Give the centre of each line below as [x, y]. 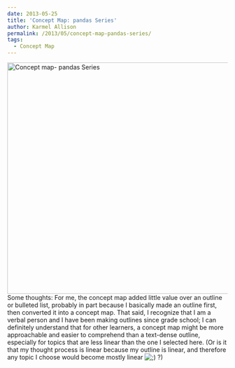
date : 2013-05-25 [33, 14]
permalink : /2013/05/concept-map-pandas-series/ [79, 33]
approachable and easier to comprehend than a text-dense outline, [104, 335]
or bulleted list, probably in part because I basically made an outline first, [112, 305]
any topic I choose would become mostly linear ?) [85, 357]
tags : [15, 40]
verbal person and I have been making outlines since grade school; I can [112, 320]
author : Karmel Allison [42, 27]
